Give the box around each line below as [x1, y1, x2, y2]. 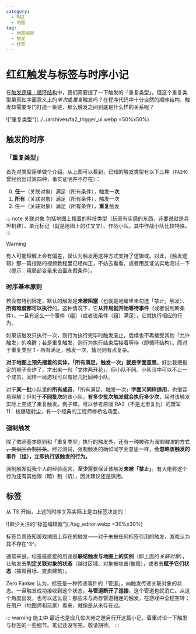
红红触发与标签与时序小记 [6, 68, 129, 82]
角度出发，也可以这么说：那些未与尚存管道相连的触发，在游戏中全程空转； [10, 594, 190, 601]
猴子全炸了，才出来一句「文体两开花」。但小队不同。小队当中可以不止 [16, 366, 183, 373]
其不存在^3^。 [6, 540, 40, 547]
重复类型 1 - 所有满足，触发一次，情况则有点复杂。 [10, 346, 132, 353]
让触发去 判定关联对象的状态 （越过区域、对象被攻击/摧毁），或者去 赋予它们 [6, 560, 185, 567]
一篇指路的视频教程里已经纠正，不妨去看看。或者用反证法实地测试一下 [21, 259, 190, 266]
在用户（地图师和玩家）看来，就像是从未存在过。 [6, 601, 124, 609]
